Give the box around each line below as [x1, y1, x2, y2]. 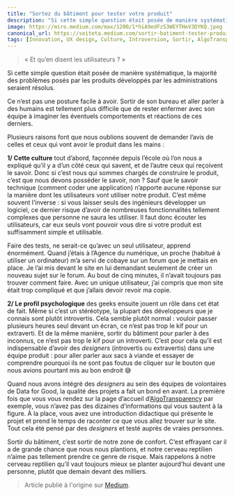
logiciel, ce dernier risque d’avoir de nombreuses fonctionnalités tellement [7, 206, 220, 214]
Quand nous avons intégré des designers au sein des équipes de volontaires [7, 379, 227, 388]
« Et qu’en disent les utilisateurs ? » [24, 55, 126, 63]
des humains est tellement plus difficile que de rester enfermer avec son [7, 105, 215, 113]
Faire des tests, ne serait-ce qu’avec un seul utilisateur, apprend [7, 241, 191, 250]
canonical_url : [7, 29, 52, 37]
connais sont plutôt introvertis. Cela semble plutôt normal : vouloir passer [7, 315, 217, 323]
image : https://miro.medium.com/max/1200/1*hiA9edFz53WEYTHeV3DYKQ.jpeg [7, 23, 223, 30]
